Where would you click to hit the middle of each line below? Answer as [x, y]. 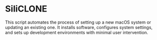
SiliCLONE [26, 9]
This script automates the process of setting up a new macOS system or [78, 22]
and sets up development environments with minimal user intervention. [77, 32]
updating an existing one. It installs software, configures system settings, [79, 27]
